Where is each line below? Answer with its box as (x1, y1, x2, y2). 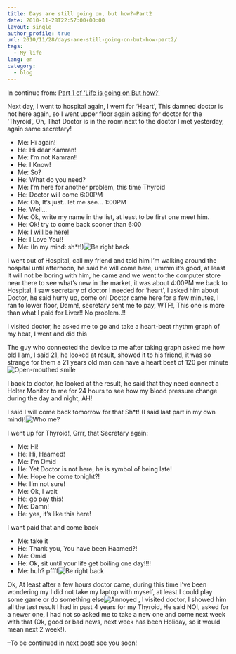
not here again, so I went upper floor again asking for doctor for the (7, 110, 202, 118)
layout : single (7, 23, 52, 30)
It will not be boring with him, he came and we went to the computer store (7, 271, 221, 280)
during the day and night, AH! (7, 394, 93, 403)
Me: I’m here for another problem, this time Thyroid (17, 183, 166, 191)
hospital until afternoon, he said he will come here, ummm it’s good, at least (7, 263, 226, 272)
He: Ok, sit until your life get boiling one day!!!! (17, 559, 152, 568)
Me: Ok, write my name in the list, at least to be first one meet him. (17, 212, 210, 221)
